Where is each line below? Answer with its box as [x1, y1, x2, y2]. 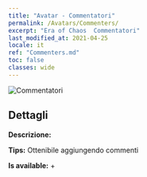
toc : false [8, 57, 44, 65]
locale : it [8, 41, 44, 49]
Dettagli [8, 108, 48, 122]
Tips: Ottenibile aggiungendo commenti [8, 145, 139, 155]
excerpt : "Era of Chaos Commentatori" [8, 26, 141, 34]
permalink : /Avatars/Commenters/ [8, 19, 119, 27]
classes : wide [8, 64, 56, 72]
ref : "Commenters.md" [8, 49, 80, 57]
